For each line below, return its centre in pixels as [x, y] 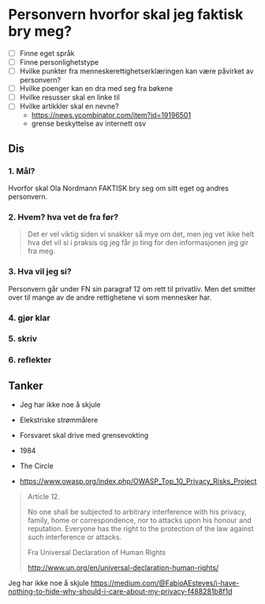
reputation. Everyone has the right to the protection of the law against [140, 529]
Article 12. [44, 496]
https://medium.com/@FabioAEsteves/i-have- [165, 583]
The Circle [36, 466]
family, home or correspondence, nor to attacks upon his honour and [140, 520]
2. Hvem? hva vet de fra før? [63, 217]
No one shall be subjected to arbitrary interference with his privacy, [137, 512]
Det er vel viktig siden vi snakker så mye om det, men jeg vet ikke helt [141, 234]
